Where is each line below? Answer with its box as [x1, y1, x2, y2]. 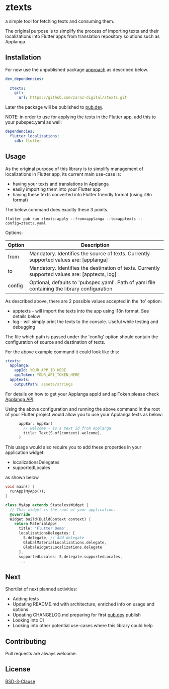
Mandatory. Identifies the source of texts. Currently [29, 250, 150, 257]
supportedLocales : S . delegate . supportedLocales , [18, 554, 123, 559]
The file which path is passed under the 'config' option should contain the [5, 334, 158, 340]
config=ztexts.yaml [5, 220, 46, 225]
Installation [5, 53, 41, 62]
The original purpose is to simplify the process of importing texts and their [5, 28, 159, 34]
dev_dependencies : [5, 76, 44, 82]
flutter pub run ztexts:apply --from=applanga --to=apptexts [5, 216, 136, 221]
